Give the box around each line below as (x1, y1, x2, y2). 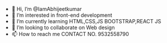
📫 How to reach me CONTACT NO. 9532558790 (11, 31, 130, 37)
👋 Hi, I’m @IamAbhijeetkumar (11, 6, 82, 12)
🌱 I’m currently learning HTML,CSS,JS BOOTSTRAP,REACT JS (11, 18, 162, 24)
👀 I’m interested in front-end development (11, 12, 113, 19)
